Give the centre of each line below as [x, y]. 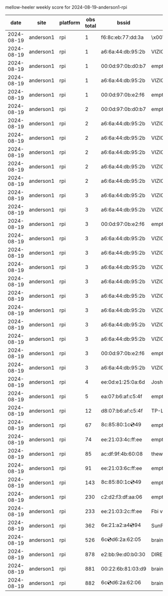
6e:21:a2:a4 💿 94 [121, 525]
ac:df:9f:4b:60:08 [122, 454]
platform [70, 23]
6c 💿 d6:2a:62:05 [121, 539]
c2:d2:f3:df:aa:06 [121, 497]
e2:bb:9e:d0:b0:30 [123, 554]
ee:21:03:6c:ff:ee [121, 468]
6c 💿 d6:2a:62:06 [121, 583]
